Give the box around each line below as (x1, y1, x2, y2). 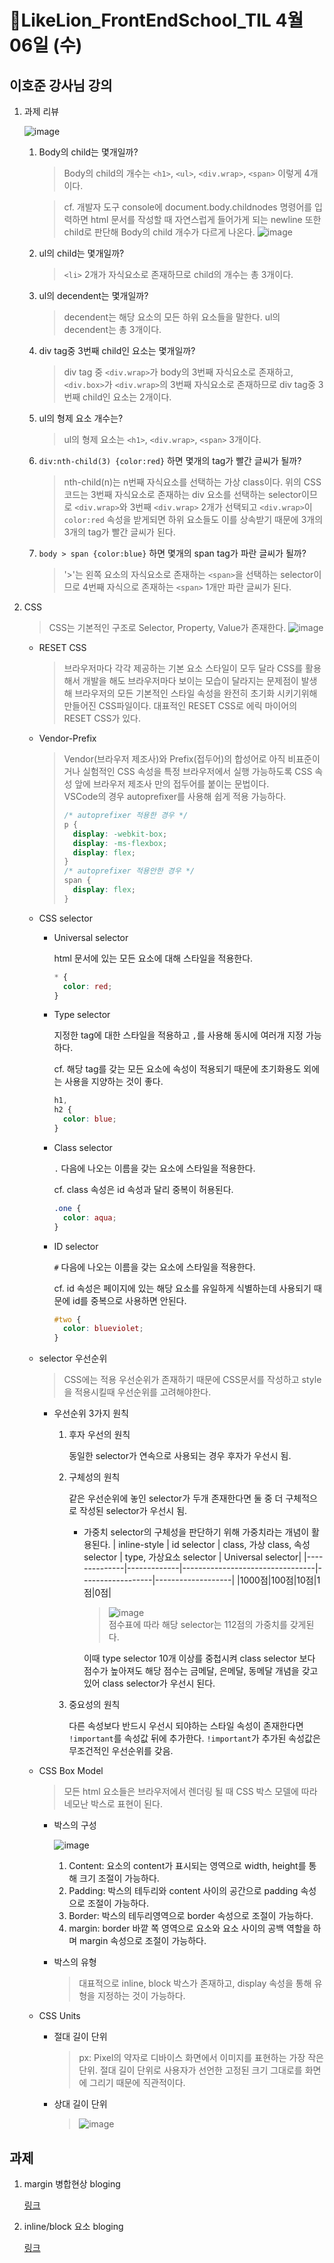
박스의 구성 (53, 1819, 97, 1831)
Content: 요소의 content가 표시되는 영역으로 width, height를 (68, 1860, 307, 1872)
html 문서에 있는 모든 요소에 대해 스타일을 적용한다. (53, 952, 254, 964)
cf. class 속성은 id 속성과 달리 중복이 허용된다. (53, 1183, 234, 1195)
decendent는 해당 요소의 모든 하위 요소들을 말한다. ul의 (63, 311, 281, 323)
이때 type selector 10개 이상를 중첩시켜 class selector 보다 (83, 1652, 316, 1665)
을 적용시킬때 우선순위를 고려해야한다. (63, 1386, 212, 1398)
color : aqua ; (62, 1212, 117, 1223)
